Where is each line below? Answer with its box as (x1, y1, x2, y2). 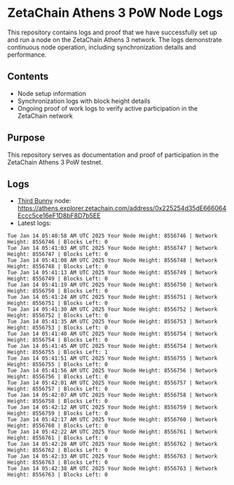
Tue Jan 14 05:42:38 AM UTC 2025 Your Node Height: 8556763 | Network (7, 465, 218, 472)
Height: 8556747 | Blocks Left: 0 (7, 251, 109, 258)
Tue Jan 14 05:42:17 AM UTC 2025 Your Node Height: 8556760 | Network (7, 416, 218, 423)
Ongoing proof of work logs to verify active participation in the (17, 104, 198, 113)
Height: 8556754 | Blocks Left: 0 (7, 337, 109, 344)
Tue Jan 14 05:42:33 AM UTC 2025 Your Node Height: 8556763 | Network (7, 453, 218, 460)
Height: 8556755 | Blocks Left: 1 (7, 349, 109, 356)
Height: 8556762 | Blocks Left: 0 (7, 447, 109, 454)
